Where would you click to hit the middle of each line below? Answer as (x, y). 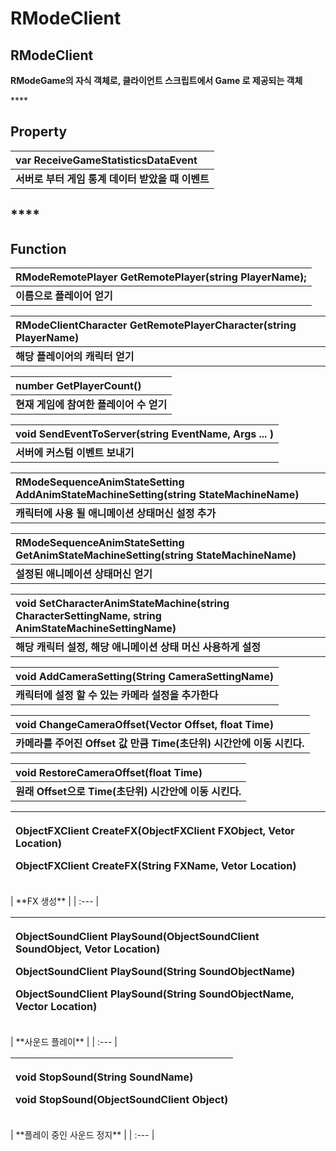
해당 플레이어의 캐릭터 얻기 (75, 357)
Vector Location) (56, 1007)
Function (38, 248)
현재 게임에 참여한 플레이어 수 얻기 (91, 405)
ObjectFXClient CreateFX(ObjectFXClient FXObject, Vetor (155, 831)
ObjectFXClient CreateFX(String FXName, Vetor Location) (156, 866)
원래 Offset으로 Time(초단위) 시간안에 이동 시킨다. (128, 792)
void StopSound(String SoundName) (104, 1077)
